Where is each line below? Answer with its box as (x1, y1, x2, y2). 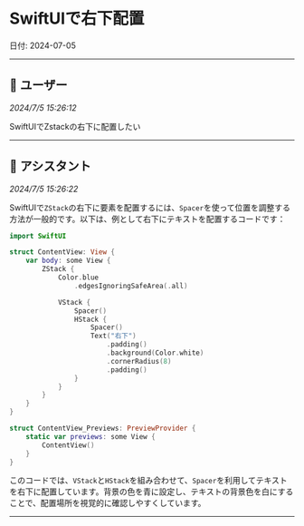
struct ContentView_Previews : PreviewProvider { (9, 424, 196, 433)
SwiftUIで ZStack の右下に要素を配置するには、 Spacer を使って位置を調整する (9, 201, 291, 213)
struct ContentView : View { (9, 248, 116, 257)
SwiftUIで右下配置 (9, 8, 145, 29)
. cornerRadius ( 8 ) (106, 356, 172, 365)
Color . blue (57, 273, 100, 282)
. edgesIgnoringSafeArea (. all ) (73, 281, 188, 290)
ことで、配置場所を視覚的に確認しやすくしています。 (9, 498, 206, 509)
